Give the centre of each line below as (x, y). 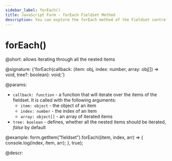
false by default (29, 128)
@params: (16, 85)
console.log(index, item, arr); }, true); (44, 143)
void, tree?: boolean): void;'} (35, 75)
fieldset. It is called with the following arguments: (64, 100)
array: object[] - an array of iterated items (66, 117)
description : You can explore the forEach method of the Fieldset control (87, 20)
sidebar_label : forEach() (33, 10)
